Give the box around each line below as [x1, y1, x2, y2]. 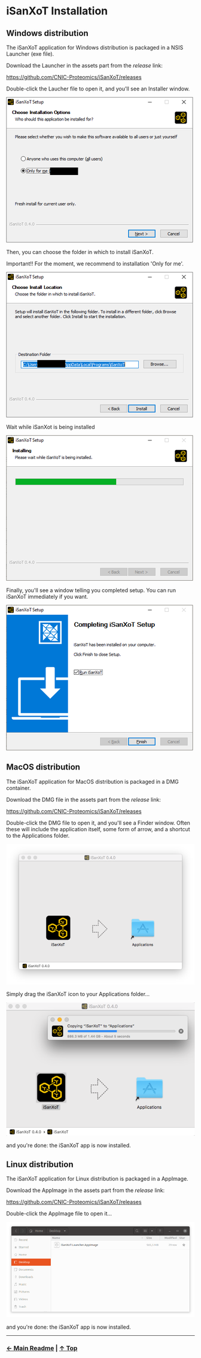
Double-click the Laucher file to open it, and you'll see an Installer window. [6, 85, 190, 92]
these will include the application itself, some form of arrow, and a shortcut [6, 825, 190, 832]
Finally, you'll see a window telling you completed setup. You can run [6, 587, 176, 594]
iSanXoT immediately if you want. [6, 593, 89, 600]
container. [6, 784, 31, 792]
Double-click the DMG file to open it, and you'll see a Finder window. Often [6, 819, 190, 826]
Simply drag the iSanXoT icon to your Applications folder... [6, 990, 150, 997]
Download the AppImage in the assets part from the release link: [6, 1187, 165, 1194]
